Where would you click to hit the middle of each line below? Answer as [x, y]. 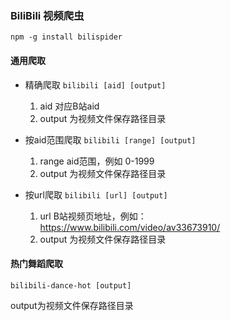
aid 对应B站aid [69, 106]
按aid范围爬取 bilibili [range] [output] [110, 139]
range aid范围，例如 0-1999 [97, 161]
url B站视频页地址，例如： [93, 216]
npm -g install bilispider [66, 37]
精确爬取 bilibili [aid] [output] [95, 84]
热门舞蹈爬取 [36, 264]
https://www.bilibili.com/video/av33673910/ [130, 227]
